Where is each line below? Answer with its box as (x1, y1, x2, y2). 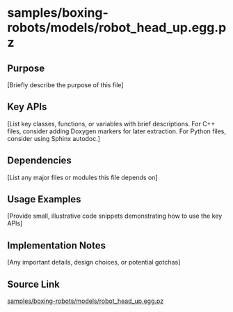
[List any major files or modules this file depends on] (7, 173, 158, 181)
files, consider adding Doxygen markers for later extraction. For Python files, (7, 127, 227, 135)
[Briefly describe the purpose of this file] (7, 81, 124, 89)
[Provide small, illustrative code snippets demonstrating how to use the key (7, 211, 223, 221)
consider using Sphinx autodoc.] (7, 134, 101, 142)
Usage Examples (7, 193, 81, 205)
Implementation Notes (7, 239, 106, 251)
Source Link (7, 278, 61, 290)
